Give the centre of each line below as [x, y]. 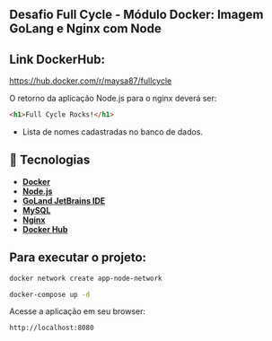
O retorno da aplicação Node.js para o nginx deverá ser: [113, 99]
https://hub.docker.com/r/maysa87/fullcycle [91, 81]
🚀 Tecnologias [50, 160]
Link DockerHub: [57, 59]
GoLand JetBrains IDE [64, 200]
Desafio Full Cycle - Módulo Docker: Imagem [136, 15]
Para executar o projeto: [78, 258]
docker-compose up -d [50, 294]
